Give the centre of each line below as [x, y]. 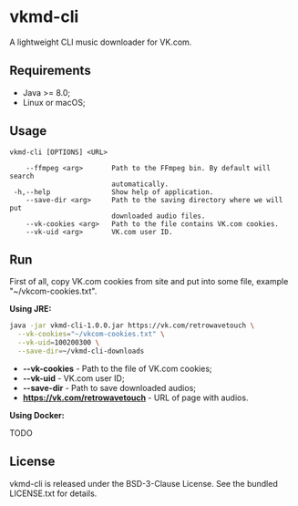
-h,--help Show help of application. [113, 192]
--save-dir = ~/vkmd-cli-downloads [81, 351]
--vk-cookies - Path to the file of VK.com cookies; [117, 368]
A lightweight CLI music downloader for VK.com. [101, 42]
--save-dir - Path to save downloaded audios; [109, 387]
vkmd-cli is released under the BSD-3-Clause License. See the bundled [144, 483]
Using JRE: [31, 309]
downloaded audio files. [158, 216]
